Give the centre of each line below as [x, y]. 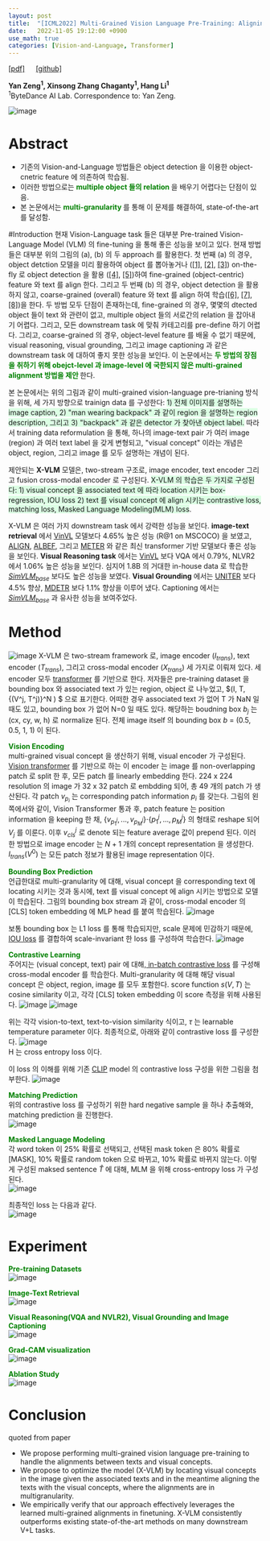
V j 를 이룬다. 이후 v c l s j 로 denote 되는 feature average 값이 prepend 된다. [125, 833]
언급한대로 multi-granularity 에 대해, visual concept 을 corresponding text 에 [132, 881]
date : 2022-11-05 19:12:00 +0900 [68, 31]
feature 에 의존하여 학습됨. [87, 177]
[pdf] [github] [35, 68]
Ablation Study [34, 1374]
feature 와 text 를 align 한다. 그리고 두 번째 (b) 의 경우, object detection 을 [126, 285]
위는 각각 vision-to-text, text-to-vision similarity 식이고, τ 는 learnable [121, 1022]
